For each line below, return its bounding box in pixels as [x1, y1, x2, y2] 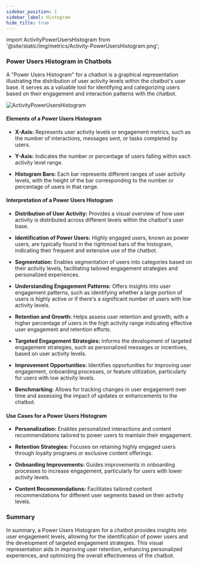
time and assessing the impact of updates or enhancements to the [14, 392, 177, 399]
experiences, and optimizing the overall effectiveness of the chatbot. [6, 552, 175, 559]
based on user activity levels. [14, 350, 87, 358]
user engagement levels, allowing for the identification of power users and [6, 533, 188, 540]
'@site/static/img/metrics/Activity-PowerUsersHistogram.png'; [6, 42, 159, 49]
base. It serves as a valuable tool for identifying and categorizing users [6, 83, 180, 91]
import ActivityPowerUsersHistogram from [6, 36, 111, 44]
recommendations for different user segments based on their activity [14, 492, 184, 499]
